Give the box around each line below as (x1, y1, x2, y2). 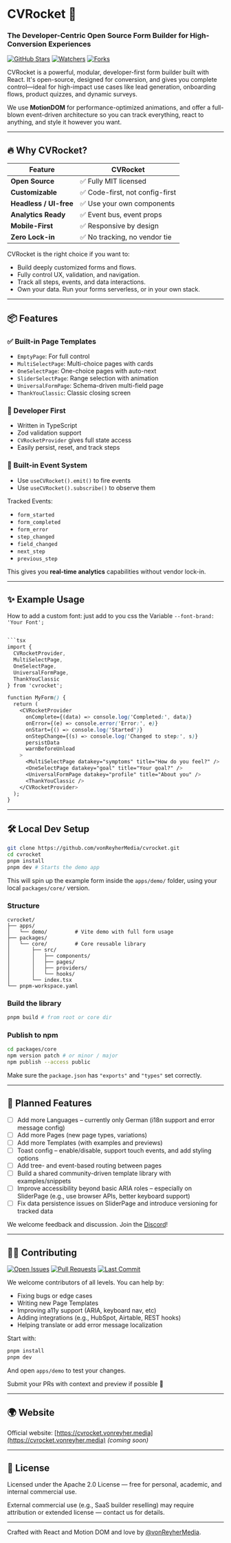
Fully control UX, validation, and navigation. (16, 271, 140, 279)
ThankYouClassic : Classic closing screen (16, 389, 131, 397)
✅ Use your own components (80, 199, 175, 208)
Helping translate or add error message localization (16, 1321, 163, 1329)
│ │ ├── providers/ (7, 964, 88, 972)
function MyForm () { (7, 694, 67, 701)
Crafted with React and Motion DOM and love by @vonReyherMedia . (7, 1528, 201, 1536)
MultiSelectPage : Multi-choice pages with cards (16, 359, 153, 367)
